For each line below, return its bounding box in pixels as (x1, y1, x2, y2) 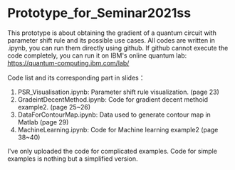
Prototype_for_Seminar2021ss (7, 5, 191, 21)
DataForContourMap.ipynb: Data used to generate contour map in (17, 110, 211, 119)
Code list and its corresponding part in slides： (7, 73, 145, 82)
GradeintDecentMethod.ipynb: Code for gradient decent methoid (17, 95, 209, 104)
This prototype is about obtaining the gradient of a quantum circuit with (7, 28, 217, 37)
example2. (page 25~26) (17, 102, 91, 111)
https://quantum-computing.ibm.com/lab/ (7, 58, 130, 67)
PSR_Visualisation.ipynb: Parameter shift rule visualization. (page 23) (17, 87, 219, 96)
